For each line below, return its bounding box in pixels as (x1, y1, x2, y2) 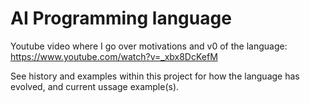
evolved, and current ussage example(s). (10, 80, 180, 92)
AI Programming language (10, 7, 232, 30)
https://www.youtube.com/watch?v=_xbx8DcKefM (10, 50, 218, 62)
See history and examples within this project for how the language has (10, 70, 300, 82)
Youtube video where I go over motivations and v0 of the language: (10, 40, 288, 52)
